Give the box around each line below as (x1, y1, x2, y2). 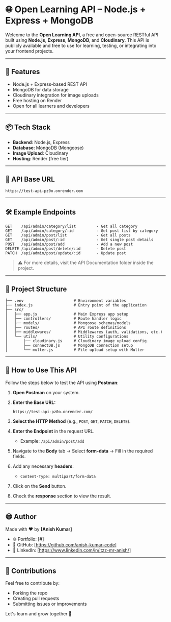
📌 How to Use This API (5, 366, 77, 375)
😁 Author (5, 512, 37, 521)
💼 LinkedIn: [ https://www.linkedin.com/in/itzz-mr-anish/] (12, 547, 131, 553)
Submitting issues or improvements (12, 601, 87, 607)
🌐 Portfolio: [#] (12, 536, 44, 542)
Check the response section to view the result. (12, 493, 111, 499)
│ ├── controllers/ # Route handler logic (5, 316, 122, 321)
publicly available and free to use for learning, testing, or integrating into (5, 42, 157, 49)
